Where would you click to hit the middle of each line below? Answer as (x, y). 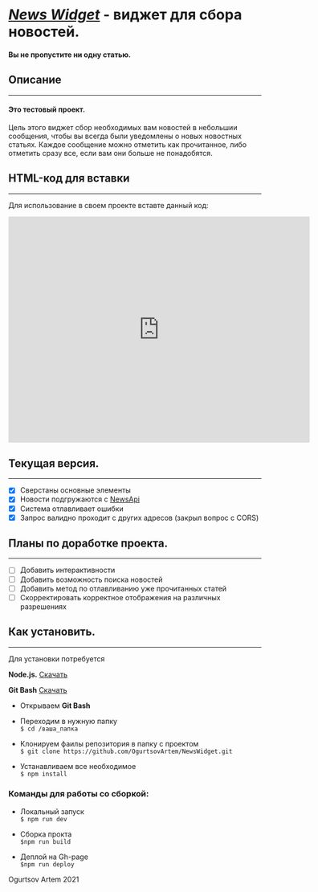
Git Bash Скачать (38, 689)
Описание (35, 80)
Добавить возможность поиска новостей (91, 579)
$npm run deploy (47, 864)
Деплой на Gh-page (54, 857)
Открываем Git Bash (55, 706)
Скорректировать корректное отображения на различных (120, 597)
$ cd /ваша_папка (49, 729)
